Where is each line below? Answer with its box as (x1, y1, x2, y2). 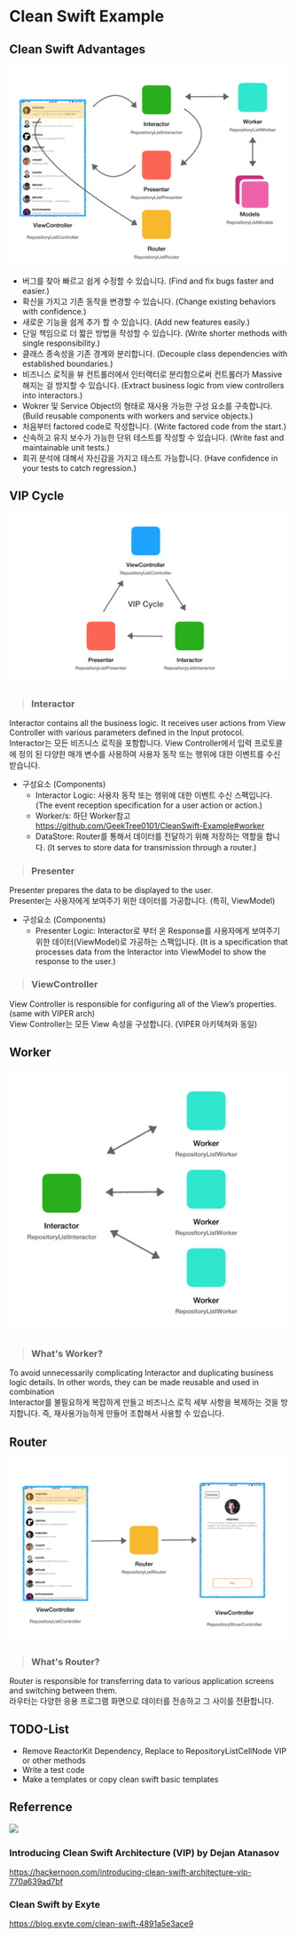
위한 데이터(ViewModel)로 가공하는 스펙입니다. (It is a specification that (35, 937, 288, 947)
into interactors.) (21, 389, 83, 401)
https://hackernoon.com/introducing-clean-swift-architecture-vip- (9, 1866, 252, 1877)
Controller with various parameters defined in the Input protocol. (9, 727, 245, 738)
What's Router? (30, 1655, 100, 1668)
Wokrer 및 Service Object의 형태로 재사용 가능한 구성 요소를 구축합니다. (21, 400, 273, 411)
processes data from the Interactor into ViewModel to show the (35, 946, 267, 957)
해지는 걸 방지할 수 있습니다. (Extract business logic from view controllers (21, 379, 285, 390)
